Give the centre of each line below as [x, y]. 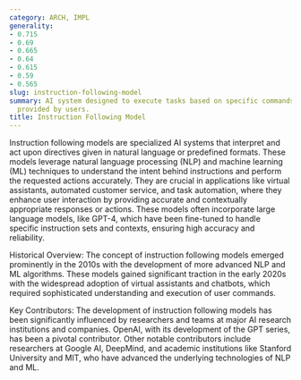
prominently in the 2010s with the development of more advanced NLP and [147, 265]
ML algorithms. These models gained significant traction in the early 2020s [148, 274]
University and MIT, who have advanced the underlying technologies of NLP [150, 358]
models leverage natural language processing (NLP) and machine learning [146, 162]
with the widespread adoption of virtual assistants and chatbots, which [140, 283]
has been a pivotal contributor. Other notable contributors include [130, 339]
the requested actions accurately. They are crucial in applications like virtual [150, 181]
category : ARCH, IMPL [50, 17]
